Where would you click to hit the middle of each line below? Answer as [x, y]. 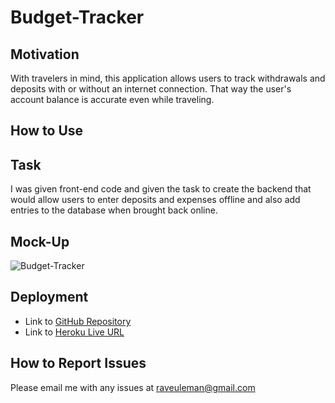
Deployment [49, 297]
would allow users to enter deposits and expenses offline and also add [155, 200]
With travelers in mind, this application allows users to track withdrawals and [168, 78]
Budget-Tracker [77, 17]
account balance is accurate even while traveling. [112, 99]
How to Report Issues [78, 363]
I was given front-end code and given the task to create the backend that [161, 189]
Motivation [45, 54]
